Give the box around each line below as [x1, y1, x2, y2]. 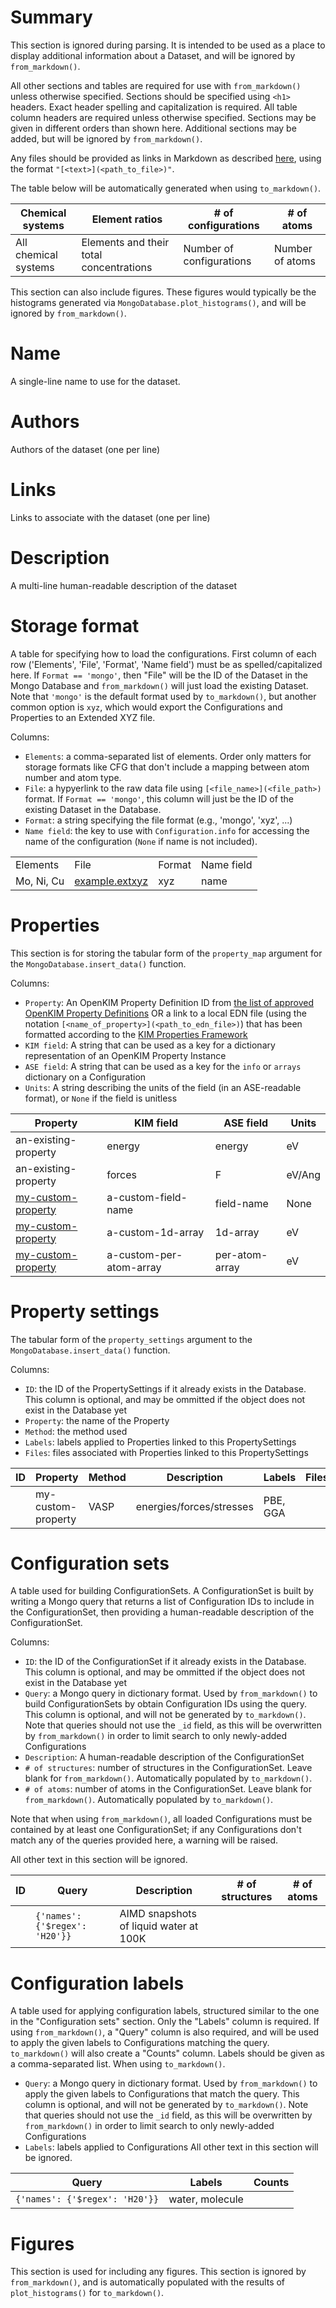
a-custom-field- [106, 1190, 188, 1204]
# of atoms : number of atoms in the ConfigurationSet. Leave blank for [24, 1783, 312, 1795]
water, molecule [168, 2192, 244, 2206]
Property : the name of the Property [24, 1414, 170, 1426]
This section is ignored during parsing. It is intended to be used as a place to [10, 39, 326, 51]
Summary [10, 6, 93, 29]
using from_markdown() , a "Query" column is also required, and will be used [10, 2026, 320, 2038]
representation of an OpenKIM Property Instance [24, 1049, 227, 1061]
